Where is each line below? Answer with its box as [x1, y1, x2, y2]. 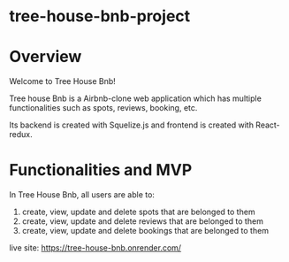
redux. [9, 129, 33, 140]
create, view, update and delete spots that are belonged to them [21, 206, 255, 218]
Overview [9, 47, 82, 67]
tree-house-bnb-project [9, 6, 191, 27]
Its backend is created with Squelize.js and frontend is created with [9, 119, 255, 130]
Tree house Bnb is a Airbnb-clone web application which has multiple [9, 93, 262, 104]
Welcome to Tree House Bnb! [9, 76, 117, 87]
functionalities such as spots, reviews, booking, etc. [9, 103, 198, 113]
